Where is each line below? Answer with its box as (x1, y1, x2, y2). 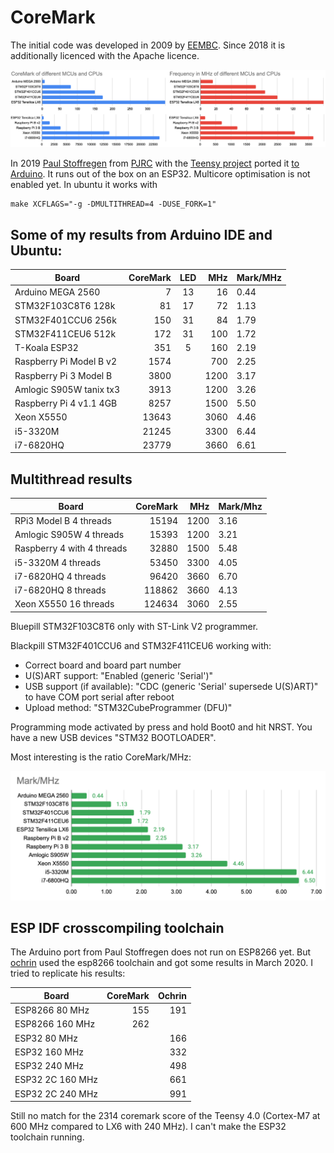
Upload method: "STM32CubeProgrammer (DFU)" (24, 701, 233, 713)
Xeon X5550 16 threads (14, 598, 115, 610)
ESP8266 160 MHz (14, 1018, 96, 1030)
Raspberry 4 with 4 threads (14, 542, 128, 555)
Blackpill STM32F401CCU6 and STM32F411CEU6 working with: (10, 639, 272, 651)
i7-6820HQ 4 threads (14, 570, 107, 582)
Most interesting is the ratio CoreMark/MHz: (10, 751, 192, 763)
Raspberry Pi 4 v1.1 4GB (14, 397, 118, 410)
